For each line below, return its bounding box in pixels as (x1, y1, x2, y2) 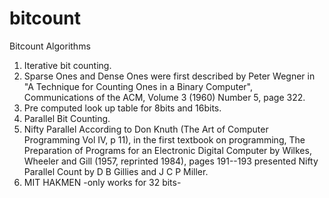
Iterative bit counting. (23, 59, 112, 71)
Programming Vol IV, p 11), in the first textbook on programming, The (23, 133, 306, 146)
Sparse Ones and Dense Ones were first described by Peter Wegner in (23, 70, 316, 82)
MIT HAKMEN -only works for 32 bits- (23, 176, 182, 188)
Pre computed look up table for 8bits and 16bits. (23, 102, 222, 114)
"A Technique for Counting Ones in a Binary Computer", (23, 80, 253, 92)
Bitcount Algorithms (9, 40, 91, 52)
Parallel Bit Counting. (23, 112, 111, 124)
